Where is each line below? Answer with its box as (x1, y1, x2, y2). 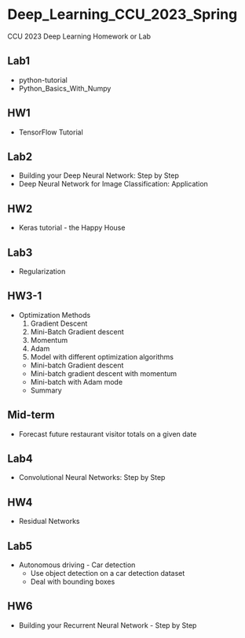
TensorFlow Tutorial (18, 127, 83, 137)
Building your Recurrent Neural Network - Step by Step (18, 620, 197, 630)
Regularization (18, 267, 66, 276)
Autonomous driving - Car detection (18, 560, 136, 570)
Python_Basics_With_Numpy (18, 83, 112, 93)
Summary (30, 385, 62, 395)
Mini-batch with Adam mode (30, 377, 123, 386)
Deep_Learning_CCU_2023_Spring (7, 6, 238, 24)
